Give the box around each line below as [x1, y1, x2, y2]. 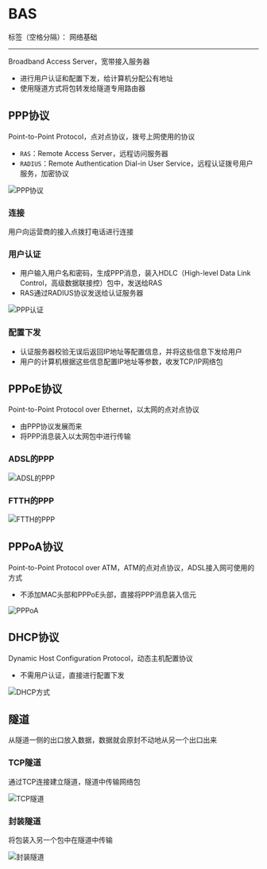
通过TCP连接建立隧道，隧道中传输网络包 [8, 777, 141, 786]
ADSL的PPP [8, 453, 55, 464]
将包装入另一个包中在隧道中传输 [8, 836, 113, 845]
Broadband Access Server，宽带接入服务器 [8, 57, 150, 66]
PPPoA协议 [8, 540, 64, 554]
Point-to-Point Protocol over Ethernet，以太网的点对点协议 [8, 405, 200, 414]
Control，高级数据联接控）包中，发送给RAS [19, 278, 163, 288]
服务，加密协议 [19, 168, 69, 178]
